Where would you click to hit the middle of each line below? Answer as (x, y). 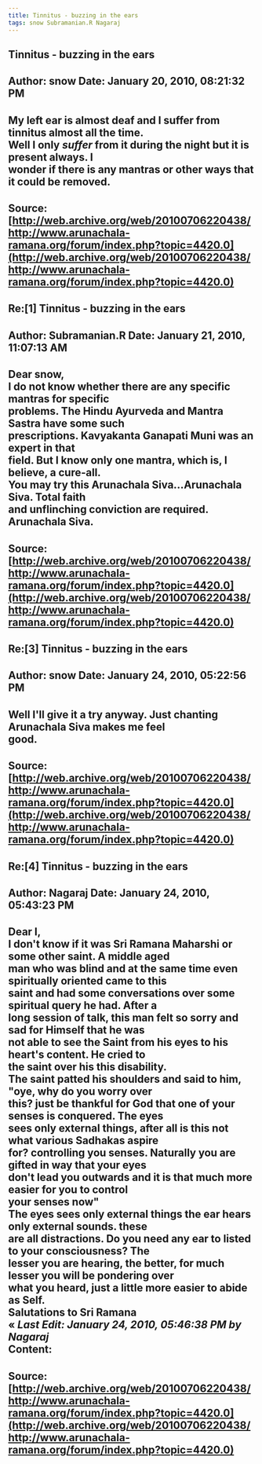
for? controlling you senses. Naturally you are (122, 1153)
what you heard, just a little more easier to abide (128, 1288)
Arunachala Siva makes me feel (87, 726)
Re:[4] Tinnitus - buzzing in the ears (98, 866)
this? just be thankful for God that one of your (122, 1104)
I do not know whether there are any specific (119, 387)
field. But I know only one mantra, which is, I (118, 460)
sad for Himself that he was (76, 1030)
